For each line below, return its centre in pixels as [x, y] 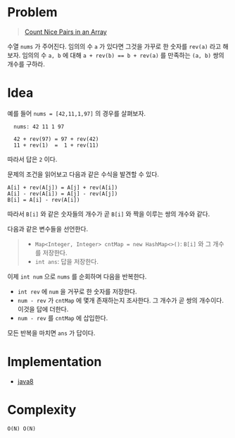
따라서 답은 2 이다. [32, 159]
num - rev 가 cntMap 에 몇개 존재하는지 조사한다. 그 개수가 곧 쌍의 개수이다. [120, 300]
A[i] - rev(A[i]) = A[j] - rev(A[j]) [63, 194]
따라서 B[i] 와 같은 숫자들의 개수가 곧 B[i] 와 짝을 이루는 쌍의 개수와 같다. [109, 214]
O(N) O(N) [22, 428]
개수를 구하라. [26, 63]
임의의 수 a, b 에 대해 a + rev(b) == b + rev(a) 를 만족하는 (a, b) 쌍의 [123, 55]
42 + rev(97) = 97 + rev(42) [56, 139]
